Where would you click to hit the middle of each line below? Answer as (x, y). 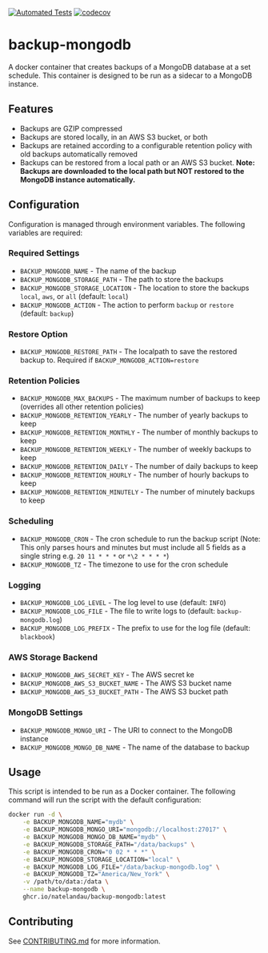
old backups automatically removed (79, 154)
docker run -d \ (35, 815)
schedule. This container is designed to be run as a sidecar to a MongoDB (130, 75)
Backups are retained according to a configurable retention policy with (136, 145)
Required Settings (44, 253)
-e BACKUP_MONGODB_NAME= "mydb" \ (78, 822)
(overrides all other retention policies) (82, 407)
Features (31, 109)
